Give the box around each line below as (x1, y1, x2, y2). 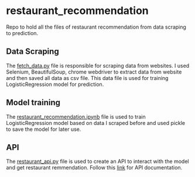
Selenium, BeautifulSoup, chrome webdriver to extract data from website (6, 68, 182, 75)
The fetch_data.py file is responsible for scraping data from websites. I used (6, 62, 190, 69)
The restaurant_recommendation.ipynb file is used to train (6, 113, 146, 120)
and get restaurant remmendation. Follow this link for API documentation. (6, 164, 183, 171)
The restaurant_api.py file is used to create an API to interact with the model (6, 158, 189, 165)
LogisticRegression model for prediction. (6, 81, 104, 88)
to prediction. (6, 29, 39, 36)
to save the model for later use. (6, 126, 81, 133)
